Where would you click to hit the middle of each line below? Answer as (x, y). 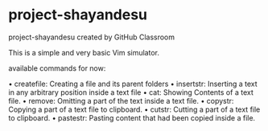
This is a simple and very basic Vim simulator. (84, 52)
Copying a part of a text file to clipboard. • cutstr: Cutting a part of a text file (134, 109)
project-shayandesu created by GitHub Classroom (92, 37)
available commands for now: (57, 68)
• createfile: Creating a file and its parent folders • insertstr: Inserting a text (133, 84)
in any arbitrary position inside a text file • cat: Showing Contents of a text (131, 92)
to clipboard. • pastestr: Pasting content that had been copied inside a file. (132, 117)
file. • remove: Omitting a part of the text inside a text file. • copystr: (121, 100)
